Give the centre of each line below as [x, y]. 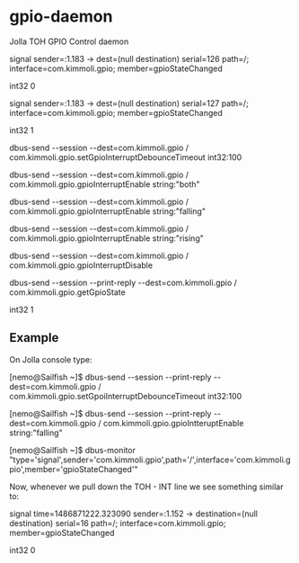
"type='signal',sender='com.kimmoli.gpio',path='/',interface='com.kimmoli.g [150, 460]
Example [34, 338]
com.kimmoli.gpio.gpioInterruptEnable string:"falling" [108, 211]
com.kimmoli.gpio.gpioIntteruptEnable [173, 423]
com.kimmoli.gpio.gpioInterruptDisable [81, 265]
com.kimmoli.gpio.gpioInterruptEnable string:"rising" [106, 238]
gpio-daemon [61, 17]
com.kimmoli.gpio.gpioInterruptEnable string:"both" [105, 184]
